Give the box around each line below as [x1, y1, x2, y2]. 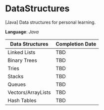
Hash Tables [7, 97, 37, 104]
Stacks [7, 73, 24, 79]
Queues [7, 81, 26, 88]
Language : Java [5, 29, 39, 35]
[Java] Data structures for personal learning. [5, 19, 96, 25]
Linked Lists [7, 49, 36, 56]
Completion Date [55, 40, 97, 47]
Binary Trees [7, 57, 37, 64]
